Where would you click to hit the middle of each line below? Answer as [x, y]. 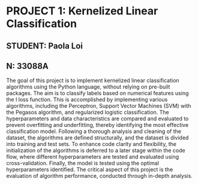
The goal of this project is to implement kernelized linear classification [93, 81]
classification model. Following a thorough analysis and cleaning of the [94, 131]
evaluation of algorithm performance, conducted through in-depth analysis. [100, 176]
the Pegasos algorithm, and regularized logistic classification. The [88, 113]
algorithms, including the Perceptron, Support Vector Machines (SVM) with [99, 106]
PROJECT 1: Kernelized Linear [82, 11]
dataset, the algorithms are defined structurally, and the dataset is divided [97, 138]
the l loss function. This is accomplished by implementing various [87, 99]
